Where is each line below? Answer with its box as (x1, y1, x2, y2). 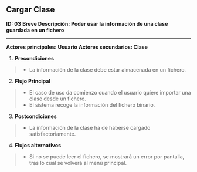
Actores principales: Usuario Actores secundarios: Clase (6, 43, 148, 50)
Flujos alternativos (14, 141, 62, 149)
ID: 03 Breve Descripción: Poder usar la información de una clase (6, 20, 168, 27)
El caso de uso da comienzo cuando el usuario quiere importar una (29, 89, 191, 96)
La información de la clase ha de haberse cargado (29, 124, 151, 131)
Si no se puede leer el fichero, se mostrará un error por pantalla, (29, 153, 185, 160)
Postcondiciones (14, 113, 57, 120)
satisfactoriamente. (29, 130, 76, 137)
